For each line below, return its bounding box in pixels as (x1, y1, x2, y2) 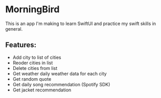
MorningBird (5, 4, 60, 15)
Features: (5, 41, 37, 50)
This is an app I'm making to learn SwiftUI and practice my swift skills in (5, 20, 156, 27)
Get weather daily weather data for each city (12, 70, 107, 77)
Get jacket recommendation (12, 87, 72, 93)
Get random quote (12, 76, 52, 82)
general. (5, 26, 23, 32)
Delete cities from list (12, 65, 58, 71)
